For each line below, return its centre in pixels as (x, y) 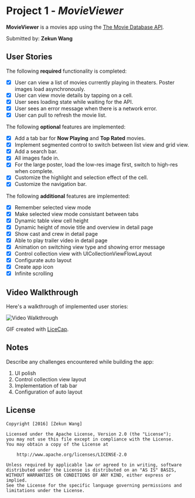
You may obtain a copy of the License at (57, 444)
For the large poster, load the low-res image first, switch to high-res (96, 165)
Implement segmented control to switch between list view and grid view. (102, 145)
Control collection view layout (50, 379)
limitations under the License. (45, 490)
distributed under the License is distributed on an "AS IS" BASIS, (91, 470)
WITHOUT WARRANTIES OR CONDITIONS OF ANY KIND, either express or (89, 475)
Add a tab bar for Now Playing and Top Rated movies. (80, 138)
